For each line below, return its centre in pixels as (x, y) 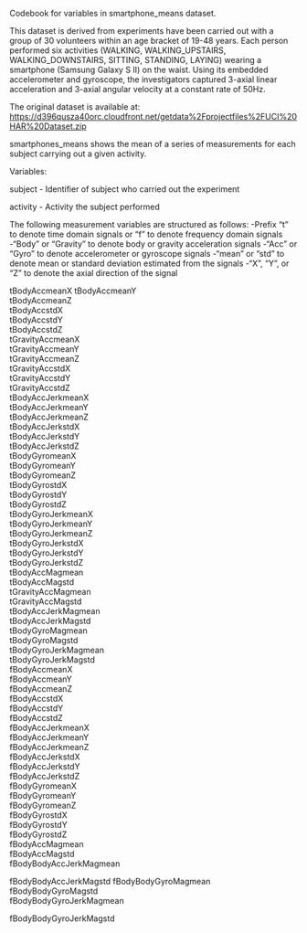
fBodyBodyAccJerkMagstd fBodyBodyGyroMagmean (110, 881)
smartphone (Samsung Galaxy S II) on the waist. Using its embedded (139, 69)
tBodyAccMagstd (42, 582)
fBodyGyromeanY (43, 795)
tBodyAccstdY (37, 320)
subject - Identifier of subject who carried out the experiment (125, 189)
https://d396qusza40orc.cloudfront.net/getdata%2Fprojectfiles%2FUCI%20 (153, 117)
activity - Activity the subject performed (85, 207)
